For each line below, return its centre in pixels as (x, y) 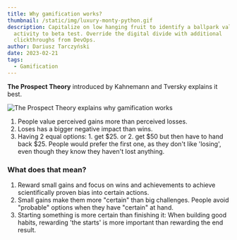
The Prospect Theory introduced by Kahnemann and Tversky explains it (113, 86)
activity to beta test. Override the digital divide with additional (118, 34)
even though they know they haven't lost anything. (91, 151)
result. (27, 229)
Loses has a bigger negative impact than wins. (85, 128)
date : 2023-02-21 (33, 54)
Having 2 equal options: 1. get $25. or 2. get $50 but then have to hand (120, 136)
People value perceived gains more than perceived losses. (103, 121)
